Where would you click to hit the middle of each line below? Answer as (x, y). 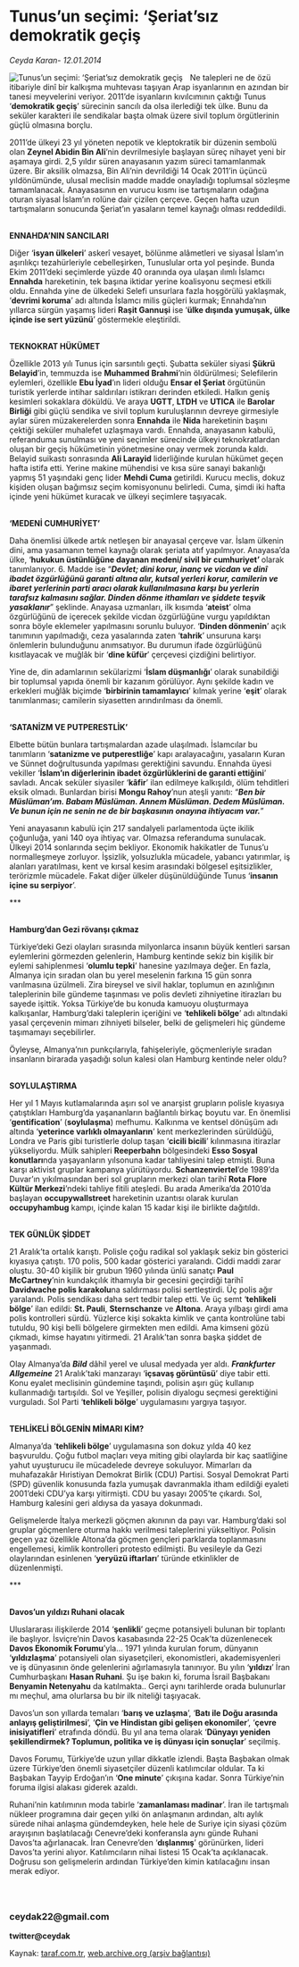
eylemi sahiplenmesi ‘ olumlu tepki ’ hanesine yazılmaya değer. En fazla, (140, 965)
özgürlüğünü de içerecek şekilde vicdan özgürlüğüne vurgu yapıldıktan (140, 616)
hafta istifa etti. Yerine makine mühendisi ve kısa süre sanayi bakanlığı (137, 467)
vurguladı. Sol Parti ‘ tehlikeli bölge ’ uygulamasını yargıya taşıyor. (128, 1401)
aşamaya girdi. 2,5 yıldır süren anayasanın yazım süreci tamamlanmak (137, 161)
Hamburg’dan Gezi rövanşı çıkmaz (75, 929)
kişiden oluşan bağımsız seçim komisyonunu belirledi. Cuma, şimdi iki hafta (147, 487)
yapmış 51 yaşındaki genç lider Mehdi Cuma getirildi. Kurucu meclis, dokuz (147, 477)
